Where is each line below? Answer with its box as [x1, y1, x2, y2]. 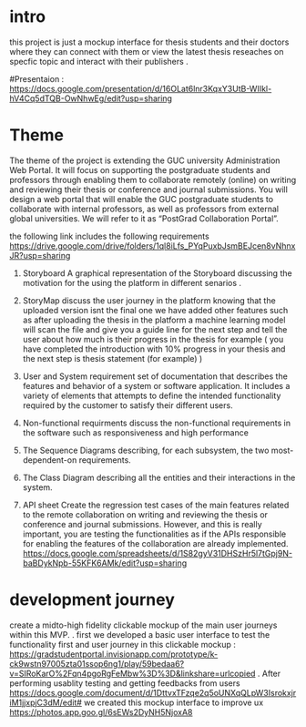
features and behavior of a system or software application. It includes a [22, 380, 291, 391]
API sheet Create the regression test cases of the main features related [22, 499, 290, 510]
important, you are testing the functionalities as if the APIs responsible [22, 528, 287, 539]
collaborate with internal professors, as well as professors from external [9, 203, 280, 214]
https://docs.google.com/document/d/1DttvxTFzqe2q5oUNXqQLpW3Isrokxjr [9, 687, 297, 698]
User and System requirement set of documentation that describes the [22, 371, 289, 382]
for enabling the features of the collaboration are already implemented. [22, 538, 289, 548]
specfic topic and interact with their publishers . [9, 56, 189, 67]
